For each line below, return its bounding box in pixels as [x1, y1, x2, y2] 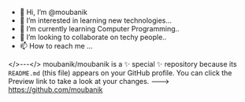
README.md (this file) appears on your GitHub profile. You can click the [8, 68, 232, 78]
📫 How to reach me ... [19, 42, 93, 50]
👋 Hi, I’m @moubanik [19, 8, 88, 16]
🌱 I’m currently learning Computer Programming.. [19, 24, 180, 33]
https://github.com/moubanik [8, 85, 103, 94]
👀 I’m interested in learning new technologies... [19, 16, 172, 25]
